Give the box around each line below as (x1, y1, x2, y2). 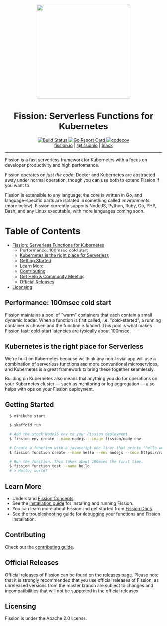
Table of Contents (5, 226, 81, 237)
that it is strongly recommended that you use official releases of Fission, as (5, 577, 159, 583)
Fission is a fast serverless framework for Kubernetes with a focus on (5, 157, 148, 163)
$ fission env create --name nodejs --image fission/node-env (9, 436, 141, 441)
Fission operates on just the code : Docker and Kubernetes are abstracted (5, 172, 156, 178)
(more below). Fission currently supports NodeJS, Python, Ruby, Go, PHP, (5, 202, 157, 209)
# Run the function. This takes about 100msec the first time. (9, 459, 143, 464)
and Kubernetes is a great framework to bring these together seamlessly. (5, 366, 155, 372)
